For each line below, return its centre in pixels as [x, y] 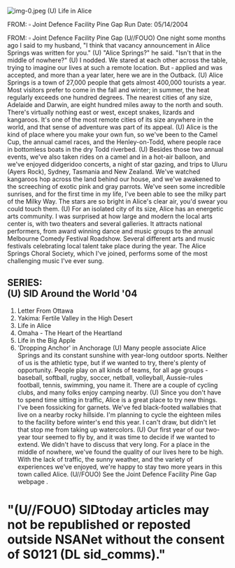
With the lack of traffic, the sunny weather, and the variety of [105, 459]
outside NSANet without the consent [116, 539]
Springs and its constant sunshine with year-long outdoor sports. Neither [122, 355]
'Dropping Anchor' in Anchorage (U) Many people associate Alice [112, 348]
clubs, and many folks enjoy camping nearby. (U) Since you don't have [119, 392]
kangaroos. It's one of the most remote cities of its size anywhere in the [111, 120]
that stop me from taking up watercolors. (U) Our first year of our [111, 429]
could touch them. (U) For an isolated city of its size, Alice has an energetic [115, 209]
